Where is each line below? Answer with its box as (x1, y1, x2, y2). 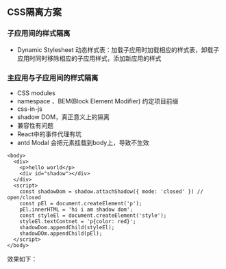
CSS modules (16, 88, 56, 97)
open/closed (7, 194, 41, 201)
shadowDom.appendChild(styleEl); (19, 224, 115, 231)
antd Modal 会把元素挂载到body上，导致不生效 (16, 138, 149, 146)
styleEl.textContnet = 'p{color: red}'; (19, 218, 136, 225)
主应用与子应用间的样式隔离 (7, 73, 99, 82)
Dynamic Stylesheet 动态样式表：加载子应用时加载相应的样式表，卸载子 (16, 45, 220, 53)
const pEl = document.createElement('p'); (19, 200, 142, 207)
